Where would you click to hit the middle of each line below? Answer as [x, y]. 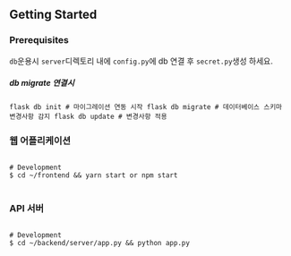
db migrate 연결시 [42, 83]
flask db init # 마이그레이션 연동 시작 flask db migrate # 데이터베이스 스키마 [146, 107]
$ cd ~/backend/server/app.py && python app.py [100, 243]
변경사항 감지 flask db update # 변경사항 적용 [88, 116]
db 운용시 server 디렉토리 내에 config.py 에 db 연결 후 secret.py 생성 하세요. [141, 61]
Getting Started [53, 15]
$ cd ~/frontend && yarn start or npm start [94, 175]
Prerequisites [39, 40]
